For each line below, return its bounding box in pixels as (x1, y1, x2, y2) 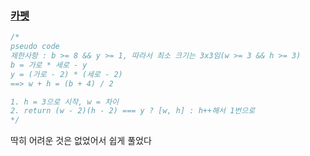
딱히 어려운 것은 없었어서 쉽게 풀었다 (10, 135, 152, 147)
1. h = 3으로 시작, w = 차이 (10, 97, 120, 107)
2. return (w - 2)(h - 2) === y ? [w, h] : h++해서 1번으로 (10, 106, 256, 116)
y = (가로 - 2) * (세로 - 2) (10, 69, 123, 79)
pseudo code (10, 42, 60, 52)
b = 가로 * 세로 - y (10, 60, 88, 70)
